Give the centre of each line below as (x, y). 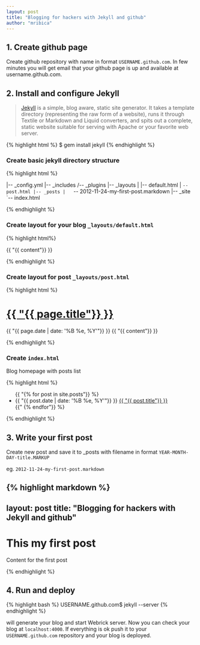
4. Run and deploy (41, 591)
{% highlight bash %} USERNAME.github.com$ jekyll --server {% (87, 605)
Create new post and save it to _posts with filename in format (82, 452)
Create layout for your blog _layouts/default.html (80, 225)
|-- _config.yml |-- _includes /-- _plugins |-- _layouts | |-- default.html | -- (97, 185)
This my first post (51, 543)
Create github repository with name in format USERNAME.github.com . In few (97, 62)
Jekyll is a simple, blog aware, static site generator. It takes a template (108, 108)
